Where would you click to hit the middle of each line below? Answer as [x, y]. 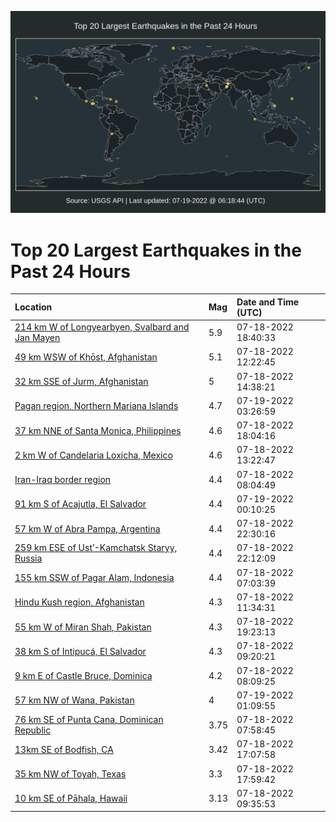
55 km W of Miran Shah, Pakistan [83, 627]
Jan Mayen [37, 338]
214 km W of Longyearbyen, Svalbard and [102, 327]
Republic [33, 730]
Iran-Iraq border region [63, 480]
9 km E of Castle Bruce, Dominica [83, 676]
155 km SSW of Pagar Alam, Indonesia [94, 578]
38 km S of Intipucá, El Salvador [80, 651]
